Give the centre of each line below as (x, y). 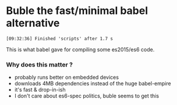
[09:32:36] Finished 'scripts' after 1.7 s (60, 38)
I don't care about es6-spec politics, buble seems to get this (86, 96)
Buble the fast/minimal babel (77, 11)
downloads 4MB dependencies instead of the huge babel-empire (93, 83)
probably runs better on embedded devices (67, 78)
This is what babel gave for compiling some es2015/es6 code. (80, 49)
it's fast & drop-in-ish (40, 90)
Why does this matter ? (39, 64)
